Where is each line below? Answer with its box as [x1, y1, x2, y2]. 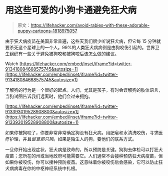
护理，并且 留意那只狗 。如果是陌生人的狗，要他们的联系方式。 [9, 136, 136, 142]
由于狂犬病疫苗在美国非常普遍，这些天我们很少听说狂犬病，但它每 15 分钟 [5, 38, 156, 44]
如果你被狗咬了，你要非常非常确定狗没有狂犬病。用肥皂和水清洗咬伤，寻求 [5, 129, 158, 135]
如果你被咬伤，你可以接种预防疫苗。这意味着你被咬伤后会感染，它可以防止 [5, 159, 158, 165]
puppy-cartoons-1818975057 [17, 28, 77, 34]
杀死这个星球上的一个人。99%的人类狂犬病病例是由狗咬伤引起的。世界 [9, 44, 155, 50]
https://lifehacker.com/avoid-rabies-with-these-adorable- [30, 22, 150, 28]
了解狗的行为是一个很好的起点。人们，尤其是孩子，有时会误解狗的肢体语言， [5, 87, 163, 93]
